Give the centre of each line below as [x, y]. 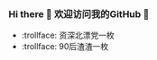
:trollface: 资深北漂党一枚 [68, 35]
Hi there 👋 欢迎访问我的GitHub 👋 [79, 13]
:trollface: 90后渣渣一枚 [65, 47]
